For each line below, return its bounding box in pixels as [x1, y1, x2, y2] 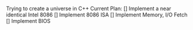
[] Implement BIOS [6, 18, 51, 24]
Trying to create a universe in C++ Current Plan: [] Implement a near [6, 5, 172, 12]
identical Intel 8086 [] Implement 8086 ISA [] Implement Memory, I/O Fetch [6, 11, 188, 18]
